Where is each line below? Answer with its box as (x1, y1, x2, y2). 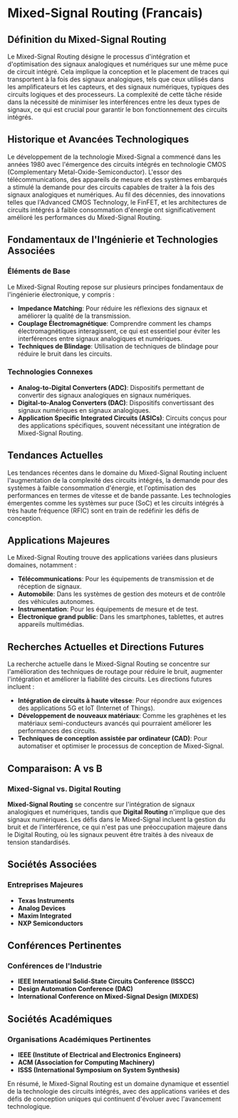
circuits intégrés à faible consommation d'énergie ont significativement (7, 205, 216, 214)
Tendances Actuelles (7, 449, 103, 461)
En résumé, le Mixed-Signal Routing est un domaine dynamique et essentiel (7, 1079, 229, 1088)
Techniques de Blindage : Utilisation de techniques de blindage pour (17, 342, 219, 350)
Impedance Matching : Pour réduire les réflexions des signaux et (17, 304, 208, 312)
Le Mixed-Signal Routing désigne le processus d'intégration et (7, 52, 190, 61)
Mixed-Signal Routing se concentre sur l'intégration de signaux (7, 800, 195, 809)
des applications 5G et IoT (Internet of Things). (17, 704, 155, 712)
